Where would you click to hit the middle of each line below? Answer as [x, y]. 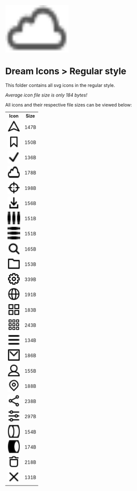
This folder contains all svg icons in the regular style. [60, 85]
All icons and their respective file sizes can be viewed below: [69, 105]
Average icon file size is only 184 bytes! [46, 95]
